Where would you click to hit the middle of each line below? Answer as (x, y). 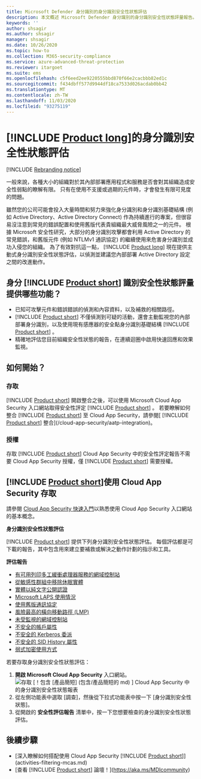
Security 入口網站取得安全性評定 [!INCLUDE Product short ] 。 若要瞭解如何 (98, 407)
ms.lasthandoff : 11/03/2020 (41, 101)
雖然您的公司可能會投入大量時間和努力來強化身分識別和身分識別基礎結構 (95, 209)
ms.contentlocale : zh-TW (37, 95)
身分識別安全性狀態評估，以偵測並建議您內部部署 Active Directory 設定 (103, 254)
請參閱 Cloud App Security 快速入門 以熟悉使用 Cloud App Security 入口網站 (99, 509)
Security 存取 (31, 493)
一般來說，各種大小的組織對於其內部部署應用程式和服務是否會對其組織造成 (98, 182)
